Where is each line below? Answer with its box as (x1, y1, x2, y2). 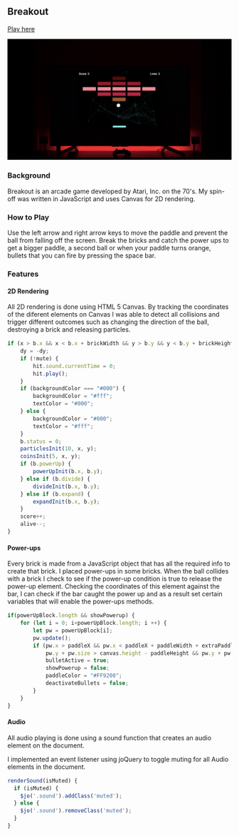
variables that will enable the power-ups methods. (7, 597, 154, 606)
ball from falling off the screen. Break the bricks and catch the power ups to (7, 236, 229, 245)
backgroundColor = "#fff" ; (33, 392, 113, 400)
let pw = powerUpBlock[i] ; (33, 627, 113, 634)
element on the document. (7, 741, 85, 750)
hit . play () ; (33, 370, 69, 377)
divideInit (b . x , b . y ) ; (33, 483, 100, 490)
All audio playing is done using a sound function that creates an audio (7, 733, 212, 742)
